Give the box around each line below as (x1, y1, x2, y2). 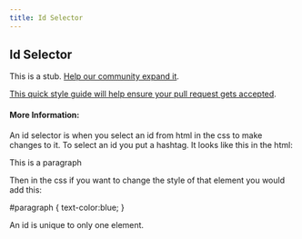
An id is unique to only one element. (9, 219, 144, 230)
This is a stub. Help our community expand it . (9, 71, 180, 82)
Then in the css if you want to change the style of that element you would (9, 174, 286, 185)
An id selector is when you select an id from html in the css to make (9, 129, 263, 141)
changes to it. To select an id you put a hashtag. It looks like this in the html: (9, 139, 293, 150)
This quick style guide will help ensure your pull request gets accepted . (9, 88, 277, 100)
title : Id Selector (9, 13, 84, 23)
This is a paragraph (9, 156, 82, 168)
